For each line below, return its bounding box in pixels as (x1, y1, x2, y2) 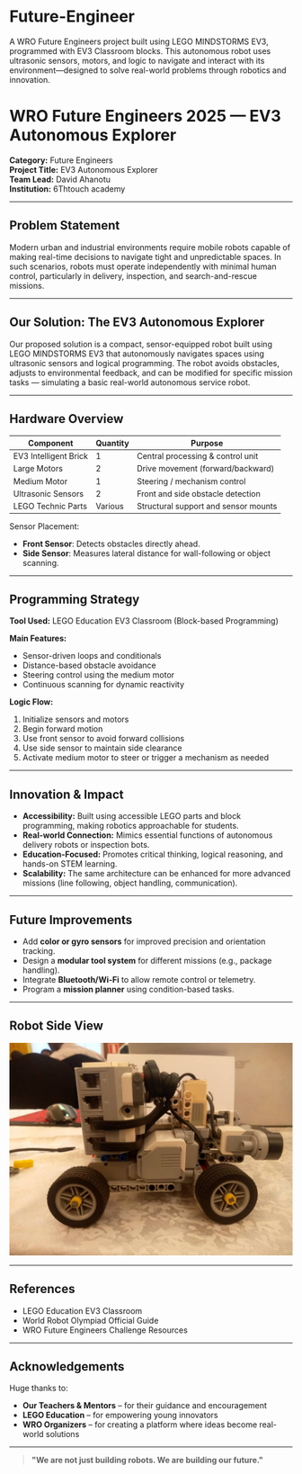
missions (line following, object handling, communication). (22, 877, 238, 888)
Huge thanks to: (9, 1383, 69, 1394)
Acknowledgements (9, 1359, 125, 1374)
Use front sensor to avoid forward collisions (22, 733, 185, 744)
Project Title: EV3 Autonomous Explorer (9, 164, 159, 175)
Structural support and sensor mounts (136, 501, 278, 512)
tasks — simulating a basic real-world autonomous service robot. (9, 376, 251, 388)
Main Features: (9, 633, 67, 644)
